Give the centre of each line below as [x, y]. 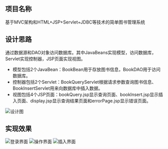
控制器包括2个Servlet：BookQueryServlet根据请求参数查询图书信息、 [84, 82]
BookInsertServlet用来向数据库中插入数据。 [58, 88]
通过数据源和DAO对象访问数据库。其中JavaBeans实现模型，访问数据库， [81, 52]
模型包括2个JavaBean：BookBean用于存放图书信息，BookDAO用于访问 [87, 69]
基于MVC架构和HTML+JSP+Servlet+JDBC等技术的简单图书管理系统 [75, 22]
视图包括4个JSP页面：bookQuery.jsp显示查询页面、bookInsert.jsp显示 [86, 94]
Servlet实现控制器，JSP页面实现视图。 [45, 59]
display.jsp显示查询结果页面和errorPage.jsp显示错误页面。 [90, 101]
